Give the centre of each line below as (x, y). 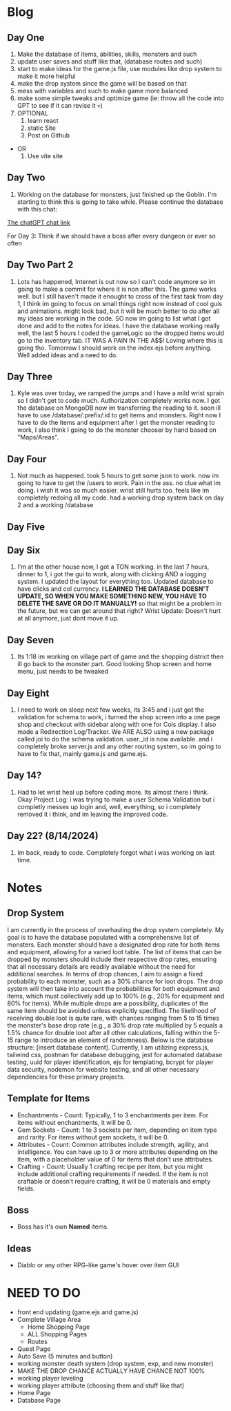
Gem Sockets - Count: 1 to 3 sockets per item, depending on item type (117, 1130)
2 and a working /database (55, 505)
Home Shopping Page (59, 1327)
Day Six (24, 550)
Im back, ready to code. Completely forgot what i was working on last (116, 852)
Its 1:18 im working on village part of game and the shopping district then (120, 656)
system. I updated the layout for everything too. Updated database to (115, 582)
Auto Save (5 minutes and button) (65, 1356)
